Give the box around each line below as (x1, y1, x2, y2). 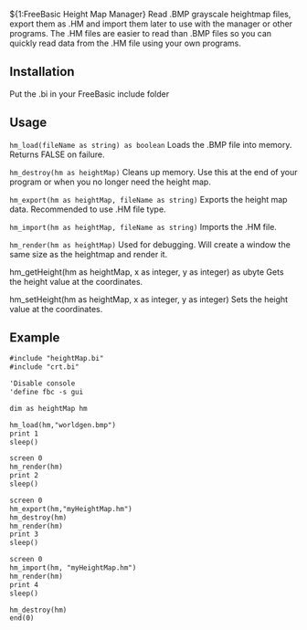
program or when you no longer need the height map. (9, 176, 212, 187)
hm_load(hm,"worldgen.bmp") (9, 420, 117, 429)
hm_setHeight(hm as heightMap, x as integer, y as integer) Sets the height (9, 293, 289, 305)
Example (9, 330, 60, 346)
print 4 (9, 580, 39, 589)
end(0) (9, 614, 35, 623)
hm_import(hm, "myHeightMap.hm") (9, 563, 137, 572)
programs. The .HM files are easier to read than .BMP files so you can (9, 28, 272, 38)
